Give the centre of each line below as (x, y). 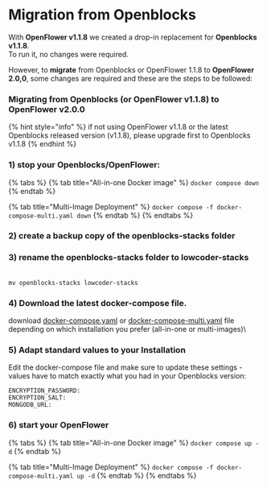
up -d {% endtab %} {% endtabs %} (137, 475)
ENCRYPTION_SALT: (37, 398)
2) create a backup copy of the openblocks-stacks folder (122, 236)
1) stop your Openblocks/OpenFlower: (84, 165)
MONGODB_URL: (30, 405)
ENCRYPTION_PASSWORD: (45, 391)
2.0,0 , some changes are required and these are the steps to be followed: (131, 78)
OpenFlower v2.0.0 (47, 109)
